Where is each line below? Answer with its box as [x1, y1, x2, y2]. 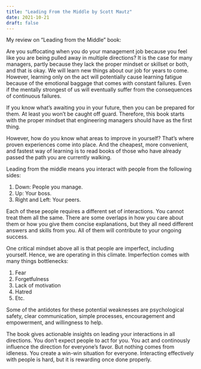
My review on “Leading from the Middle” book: [6, 37, 121, 44]
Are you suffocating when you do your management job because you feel [6, 48, 187, 55]
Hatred [14, 288, 32, 295]
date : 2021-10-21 [6, 14, 50, 20]
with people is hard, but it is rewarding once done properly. [6, 356, 152, 363]
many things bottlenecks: [6, 258, 69, 265]
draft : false [6, 20, 39, 26]
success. [6, 233, 29, 240]
